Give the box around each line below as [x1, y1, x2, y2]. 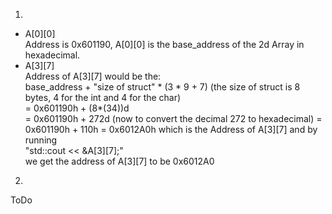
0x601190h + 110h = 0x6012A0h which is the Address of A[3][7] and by [24, 124, 318, 135]
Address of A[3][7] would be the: [24, 70, 162, 82]
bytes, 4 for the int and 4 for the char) [24, 92, 182, 103]
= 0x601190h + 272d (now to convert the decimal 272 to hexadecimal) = [24, 113, 323, 124]
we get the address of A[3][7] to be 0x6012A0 [24, 155, 215, 167]
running [24, 134, 58, 146]
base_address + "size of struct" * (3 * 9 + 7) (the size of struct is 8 [24, 81, 301, 93]
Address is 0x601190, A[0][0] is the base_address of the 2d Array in [24, 39, 305, 50]
